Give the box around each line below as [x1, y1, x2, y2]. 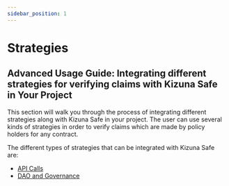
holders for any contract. [7, 130, 79, 138]
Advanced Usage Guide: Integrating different [7, 67, 207, 80]
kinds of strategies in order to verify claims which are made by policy [7, 122, 205, 130]
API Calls [17, 164, 44, 172]
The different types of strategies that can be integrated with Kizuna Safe [7, 143, 215, 151]
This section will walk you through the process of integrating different [7, 108, 207, 116]
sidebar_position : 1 [7, 10, 68, 17]
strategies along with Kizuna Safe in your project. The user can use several [7, 115, 223, 124]
